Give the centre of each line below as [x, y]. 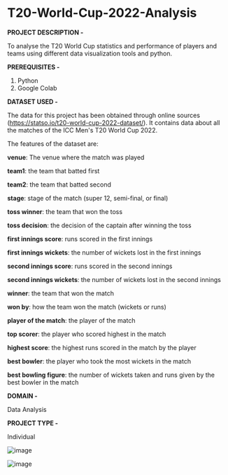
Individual [21, 436]
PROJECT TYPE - [33, 423]
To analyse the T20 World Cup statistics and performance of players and [112, 46]
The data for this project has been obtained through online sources [104, 115]
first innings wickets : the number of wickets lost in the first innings [104, 252]
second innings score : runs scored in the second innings [90, 266]
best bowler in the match [43, 382]
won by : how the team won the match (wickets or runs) [87, 307]
